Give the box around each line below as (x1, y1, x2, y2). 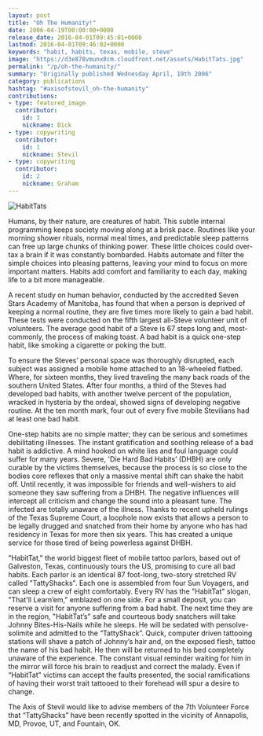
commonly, (8, 332, 45, 341)
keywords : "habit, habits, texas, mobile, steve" (8, 48, 174, 56)
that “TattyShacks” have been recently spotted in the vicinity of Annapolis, (8, 710, 249, 719)
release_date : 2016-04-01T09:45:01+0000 (8, 33, 143, 42)
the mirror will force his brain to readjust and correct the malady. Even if (8, 661, 241, 671)
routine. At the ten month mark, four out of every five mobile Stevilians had (8, 406, 250, 415)
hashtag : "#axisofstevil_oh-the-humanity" (8, 84, 149, 93)
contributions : (8, 92, 58, 100)
